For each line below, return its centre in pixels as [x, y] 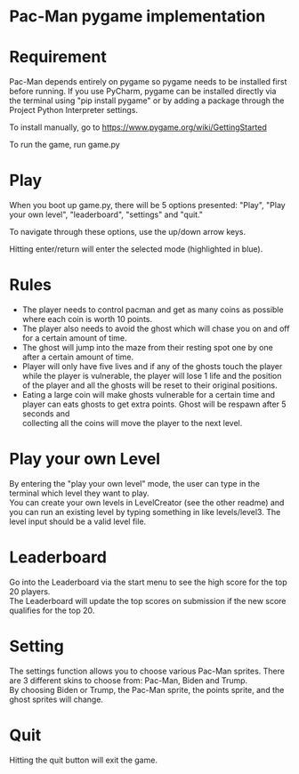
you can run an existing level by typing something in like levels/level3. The [145, 512]
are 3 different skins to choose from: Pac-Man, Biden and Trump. [129, 680]
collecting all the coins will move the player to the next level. [132, 423]
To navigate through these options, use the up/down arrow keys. [128, 232]
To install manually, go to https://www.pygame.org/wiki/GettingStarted [138, 127]
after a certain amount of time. [78, 357]
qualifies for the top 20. [52, 610]
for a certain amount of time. [74, 338]
